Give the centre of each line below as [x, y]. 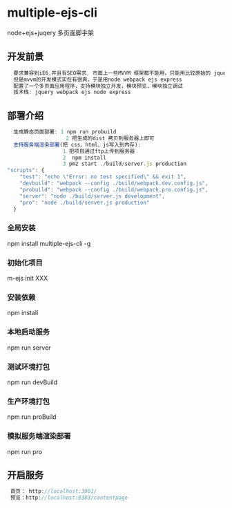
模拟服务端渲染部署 [39, 436]
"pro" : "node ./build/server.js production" [85, 203]
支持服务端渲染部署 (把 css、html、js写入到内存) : [77, 144]
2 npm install [85, 158]
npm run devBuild [32, 382]
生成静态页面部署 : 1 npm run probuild [65, 132]
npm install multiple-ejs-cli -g [49, 243]
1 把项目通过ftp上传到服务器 [99, 151]
